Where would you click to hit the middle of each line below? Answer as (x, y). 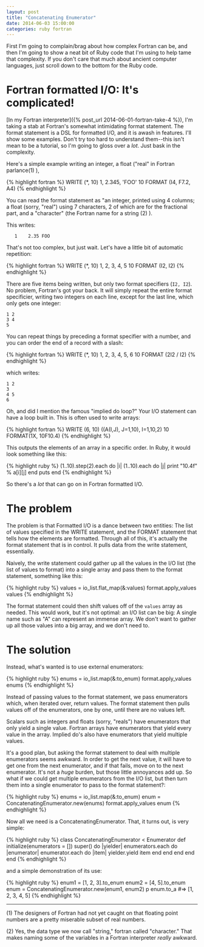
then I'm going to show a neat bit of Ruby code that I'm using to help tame (99, 53)
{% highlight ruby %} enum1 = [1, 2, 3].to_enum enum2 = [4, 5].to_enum (96, 883)
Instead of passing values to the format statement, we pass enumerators (97, 697)
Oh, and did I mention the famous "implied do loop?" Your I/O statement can (101, 412)
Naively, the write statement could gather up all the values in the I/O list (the (101, 563)
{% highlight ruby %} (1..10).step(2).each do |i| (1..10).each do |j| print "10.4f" (102, 466)
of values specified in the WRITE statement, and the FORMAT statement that (102, 532)
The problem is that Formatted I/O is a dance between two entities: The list (100, 526)
